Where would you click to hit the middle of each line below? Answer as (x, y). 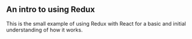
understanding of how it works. (44, 30)
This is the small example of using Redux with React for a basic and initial (96, 23)
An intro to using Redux (51, 10)
